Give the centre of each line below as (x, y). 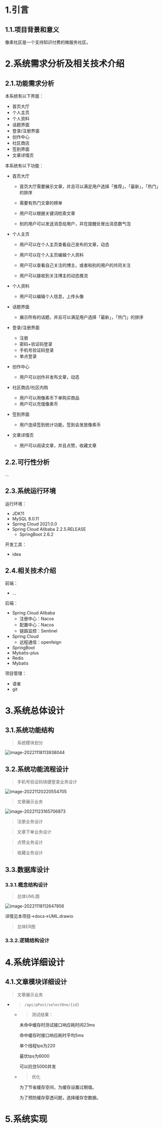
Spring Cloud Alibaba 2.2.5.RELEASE (49, 529)
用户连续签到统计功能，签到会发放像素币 (60, 425)
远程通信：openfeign (41, 642)
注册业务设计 (30, 822)
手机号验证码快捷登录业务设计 (47, 782)
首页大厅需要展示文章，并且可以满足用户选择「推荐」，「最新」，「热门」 (89, 186)
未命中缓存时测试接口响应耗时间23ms (57, 1025)
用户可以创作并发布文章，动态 (49, 377)
